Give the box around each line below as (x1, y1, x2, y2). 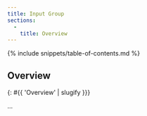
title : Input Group (7, 10, 65, 18)
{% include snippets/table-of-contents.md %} (7, 49, 141, 58)
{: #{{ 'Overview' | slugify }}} (7, 89, 91, 97)
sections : (7, 17, 37, 24)
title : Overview (20, 30, 68, 37)
